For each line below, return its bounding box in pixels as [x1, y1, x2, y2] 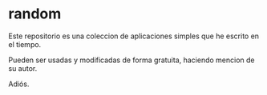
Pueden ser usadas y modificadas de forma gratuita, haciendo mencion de [8, 55, 255, 65]
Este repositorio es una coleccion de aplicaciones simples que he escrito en [8, 31, 259, 41]
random [8, 5, 62, 23]
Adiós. [8, 79, 30, 89]
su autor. [8, 63, 38, 73]
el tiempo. [8, 39, 42, 49]
